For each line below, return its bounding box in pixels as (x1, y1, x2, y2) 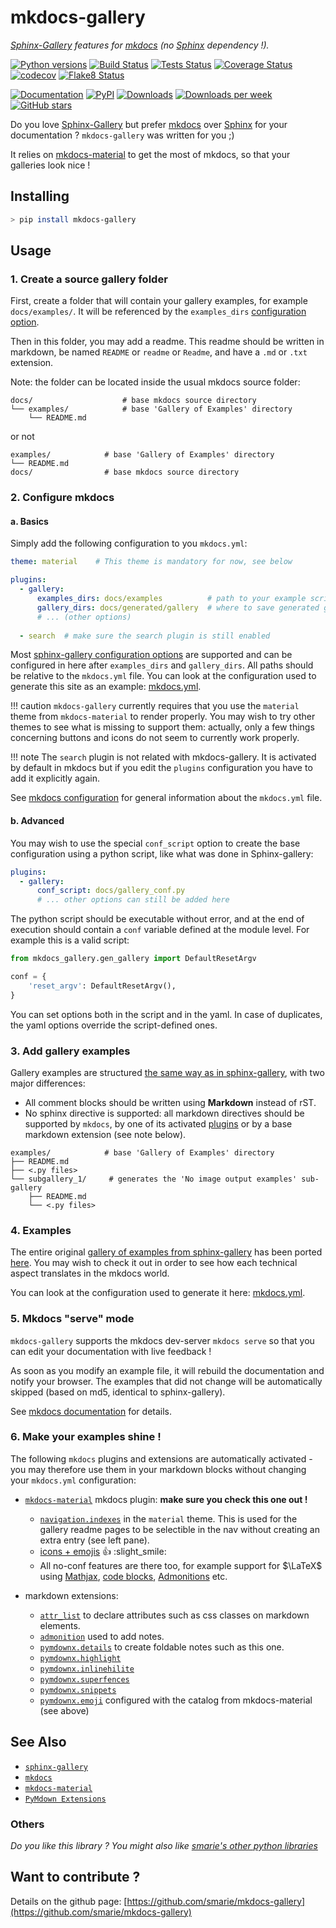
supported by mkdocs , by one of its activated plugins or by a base (24, 1117, 293, 1130)
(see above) (39, 1704, 90, 1716)
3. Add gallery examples (10, 1044, 131, 1058)
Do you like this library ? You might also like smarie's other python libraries (10, 1839, 318, 1851)
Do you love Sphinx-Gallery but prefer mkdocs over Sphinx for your (10, 118, 288, 130)
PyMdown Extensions (24, 1794, 107, 1804)
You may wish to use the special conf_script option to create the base (10, 837, 301, 849)
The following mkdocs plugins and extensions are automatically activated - (10, 1452, 313, 1465)
